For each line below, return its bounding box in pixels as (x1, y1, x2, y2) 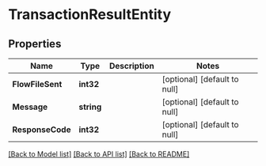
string (78, 101, 102, 112)
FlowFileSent (12, 79, 63, 89)
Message (12, 101, 48, 112)
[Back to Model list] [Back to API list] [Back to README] (8, 149, 190, 159)
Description (109, 61, 154, 71)
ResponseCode (12, 124, 71, 135)
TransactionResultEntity (8, 6, 172, 24)
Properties (8, 37, 62, 51)
